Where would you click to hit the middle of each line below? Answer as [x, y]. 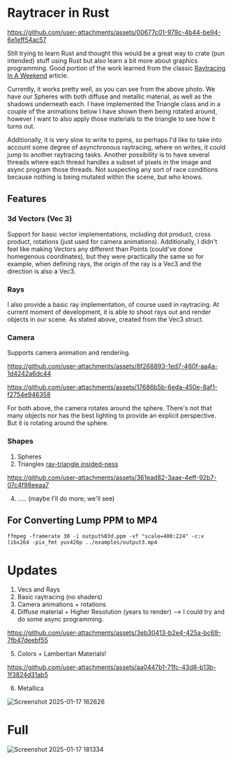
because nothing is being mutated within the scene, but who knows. [105, 177]
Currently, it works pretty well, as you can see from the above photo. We [111, 89]
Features [27, 199]
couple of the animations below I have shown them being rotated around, [112, 111]
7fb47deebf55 [28, 640]
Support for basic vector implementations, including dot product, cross [109, 234]
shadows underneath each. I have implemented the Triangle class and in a [114, 103]
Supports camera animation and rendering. [69, 353]
